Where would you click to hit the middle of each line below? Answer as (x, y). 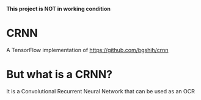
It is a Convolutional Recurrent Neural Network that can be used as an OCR (101, 91)
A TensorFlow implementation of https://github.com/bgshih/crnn (88, 50)
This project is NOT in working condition (59, 9)
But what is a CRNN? (60, 75)
